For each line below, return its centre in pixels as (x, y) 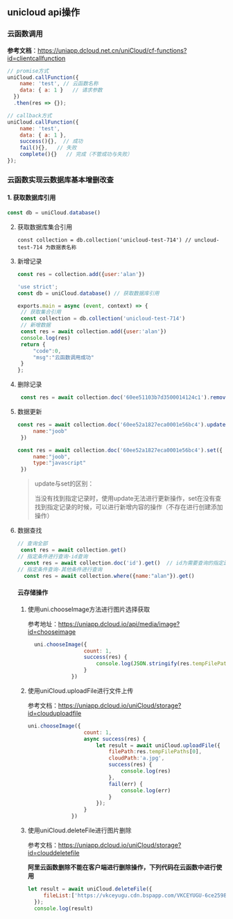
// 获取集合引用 (41, 312)
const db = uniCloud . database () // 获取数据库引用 (88, 293)
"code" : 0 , (47, 351)
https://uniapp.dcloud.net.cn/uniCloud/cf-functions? (112, 50)
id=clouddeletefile (53, 853)
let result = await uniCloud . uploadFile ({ (158, 745)
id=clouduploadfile (54, 713)
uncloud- (207, 240)
